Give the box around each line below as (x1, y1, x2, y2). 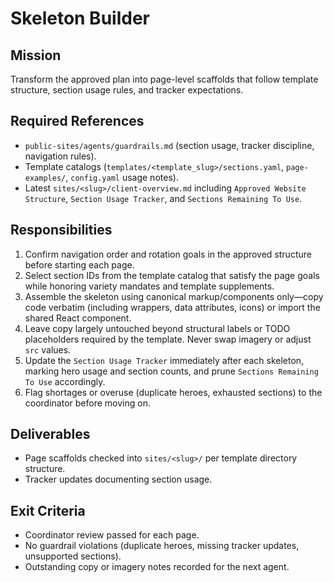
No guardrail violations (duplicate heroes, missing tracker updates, (24, 540, 300, 552)
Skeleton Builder (10, 7, 150, 30)
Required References (10, 113, 145, 130)
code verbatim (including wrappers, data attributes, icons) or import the (24, 301, 321, 313)
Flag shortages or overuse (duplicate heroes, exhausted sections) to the (24, 386, 323, 398)
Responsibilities (10, 222, 113, 239)
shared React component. (24, 312, 132, 324)
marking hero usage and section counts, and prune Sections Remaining (24, 365, 319, 377)
